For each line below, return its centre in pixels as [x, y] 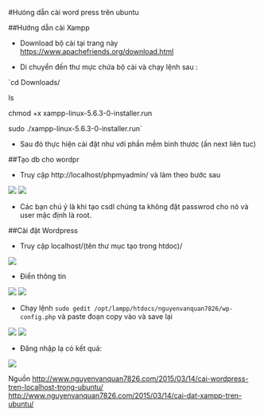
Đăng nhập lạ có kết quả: [60, 348]
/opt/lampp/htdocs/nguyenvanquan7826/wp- [163, 309]
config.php [38, 317]
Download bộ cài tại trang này [69, 43]
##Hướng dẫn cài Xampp [49, 27]
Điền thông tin [43, 276]
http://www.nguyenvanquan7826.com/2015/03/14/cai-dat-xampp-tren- [125, 395]
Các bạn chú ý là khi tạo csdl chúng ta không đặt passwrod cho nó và [134, 206]
